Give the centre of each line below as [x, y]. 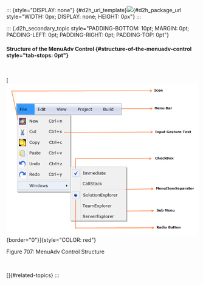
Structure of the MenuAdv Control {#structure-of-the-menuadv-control [99, 49]
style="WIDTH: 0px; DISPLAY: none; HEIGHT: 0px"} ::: [74, 16]
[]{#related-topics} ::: [33, 275]
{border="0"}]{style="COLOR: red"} [51, 240]
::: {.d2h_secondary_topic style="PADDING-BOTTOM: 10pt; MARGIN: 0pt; [98, 28]
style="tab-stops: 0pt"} [37, 55]
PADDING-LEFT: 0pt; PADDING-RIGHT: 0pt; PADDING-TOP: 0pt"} [88, 35]
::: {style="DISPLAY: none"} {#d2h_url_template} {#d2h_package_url [94, 10]
